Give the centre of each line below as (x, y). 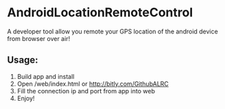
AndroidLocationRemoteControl (100, 13)
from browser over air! (39, 38)
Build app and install (46, 76)
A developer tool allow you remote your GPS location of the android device (113, 31)
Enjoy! (26, 98)
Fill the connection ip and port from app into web (86, 91)
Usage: (23, 60)
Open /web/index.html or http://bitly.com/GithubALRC (93, 84)
